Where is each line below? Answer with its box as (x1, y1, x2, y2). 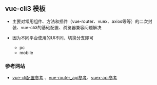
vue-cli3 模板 (5, 4, 46, 13)
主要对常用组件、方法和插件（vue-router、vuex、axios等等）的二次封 (12, 18, 153, 24)
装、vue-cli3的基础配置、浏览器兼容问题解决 (12, 24, 101, 30)
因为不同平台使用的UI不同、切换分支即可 (12, 34, 94, 40)
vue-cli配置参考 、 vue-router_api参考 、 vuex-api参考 (12, 75, 118, 81)
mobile (19, 50, 33, 55)
